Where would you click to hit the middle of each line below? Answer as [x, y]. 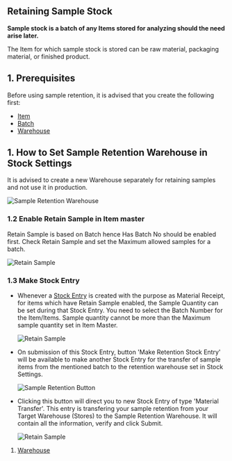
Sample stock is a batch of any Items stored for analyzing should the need [116, 28]
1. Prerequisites [41, 78]
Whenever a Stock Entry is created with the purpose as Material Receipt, [121, 296]
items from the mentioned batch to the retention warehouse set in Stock [120, 367]
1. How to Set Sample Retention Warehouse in [108, 153]
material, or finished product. [49, 56]
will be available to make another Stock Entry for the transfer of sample [119, 359]
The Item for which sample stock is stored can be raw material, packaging [113, 49]
